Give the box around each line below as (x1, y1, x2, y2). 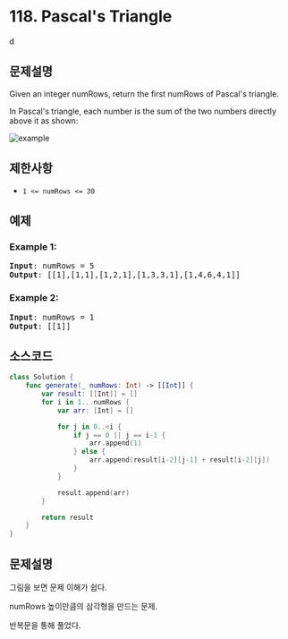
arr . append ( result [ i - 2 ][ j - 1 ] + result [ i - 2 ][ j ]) (89, 456, 270, 464)
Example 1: (9, 240, 57, 252)
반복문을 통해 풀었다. (9, 620, 81, 631)
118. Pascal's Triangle (9, 6, 173, 27)
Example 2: (9, 292, 59, 304)
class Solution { (9, 373, 74, 382)
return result (41, 513, 94, 522)
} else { (72, 447, 106, 456)
